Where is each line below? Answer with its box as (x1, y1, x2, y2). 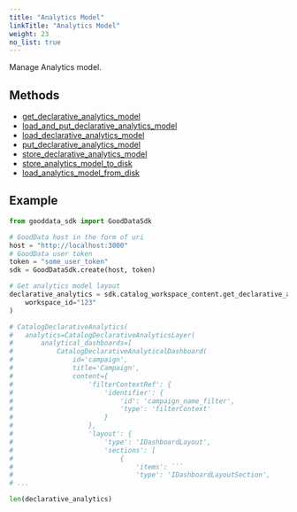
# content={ (9, 371, 109, 381)
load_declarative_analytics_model (21, 130, 145, 141)
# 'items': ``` (9, 462, 184, 471)
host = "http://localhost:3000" (9, 241, 128, 250)
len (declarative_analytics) (9, 495, 113, 504)
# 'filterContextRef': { (9, 380, 172, 389)
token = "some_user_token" (9, 258, 109, 267)
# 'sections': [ (9, 446, 156, 454)
